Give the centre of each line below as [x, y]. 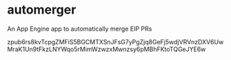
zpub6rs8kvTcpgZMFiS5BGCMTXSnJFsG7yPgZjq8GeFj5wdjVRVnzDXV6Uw [115, 42]
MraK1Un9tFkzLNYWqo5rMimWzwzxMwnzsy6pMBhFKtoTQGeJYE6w [107, 49]
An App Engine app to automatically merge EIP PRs [80, 29]
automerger [42, 10]
